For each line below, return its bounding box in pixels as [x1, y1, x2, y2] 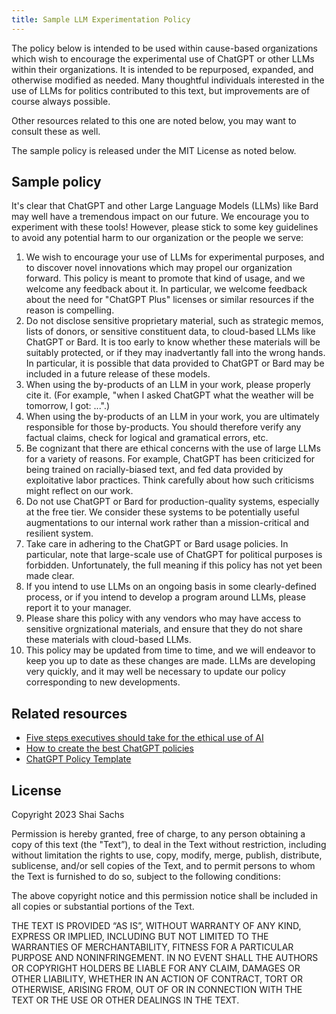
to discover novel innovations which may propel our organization [25, 262, 293, 274]
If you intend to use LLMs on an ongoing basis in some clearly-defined [25, 581, 317, 593]
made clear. [25, 570, 75, 582]
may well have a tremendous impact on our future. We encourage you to [11, 211, 310, 223]
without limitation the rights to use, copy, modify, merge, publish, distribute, [11, 849, 323, 861]
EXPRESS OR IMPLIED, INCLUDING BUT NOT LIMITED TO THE [11, 931, 269, 943]
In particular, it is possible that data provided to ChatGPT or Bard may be [25, 357, 325, 370]
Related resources [11, 705, 128, 722]
